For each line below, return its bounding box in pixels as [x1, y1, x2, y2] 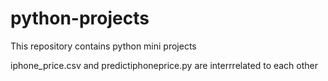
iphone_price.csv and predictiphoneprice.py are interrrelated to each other [10, 59, 319, 71]
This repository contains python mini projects [10, 40, 197, 52]
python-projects [10, 7, 150, 30]
